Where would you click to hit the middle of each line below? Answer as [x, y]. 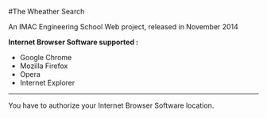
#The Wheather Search [46, 11]
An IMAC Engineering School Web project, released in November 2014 [123, 27]
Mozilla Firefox [44, 66]
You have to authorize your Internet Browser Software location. [111, 105]
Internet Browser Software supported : [74, 42]
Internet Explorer [47, 83]
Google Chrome [46, 57]
